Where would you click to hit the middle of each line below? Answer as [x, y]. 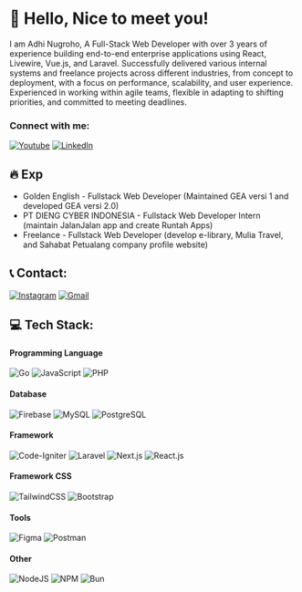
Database [28, 394]
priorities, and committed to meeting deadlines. [98, 102]
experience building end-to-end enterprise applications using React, [138, 53]
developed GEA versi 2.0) [71, 206]
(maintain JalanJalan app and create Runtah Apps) [118, 225]
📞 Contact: [38, 273]
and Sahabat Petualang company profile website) [115, 244]
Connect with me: [50, 125]
